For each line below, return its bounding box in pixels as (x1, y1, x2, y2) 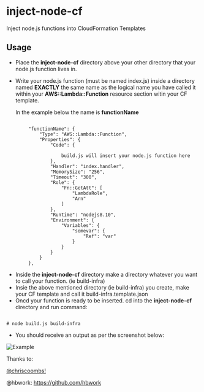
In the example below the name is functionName (15, 109, 139, 116)
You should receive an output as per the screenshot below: (15, 331, 164, 339)
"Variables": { (61, 222, 100, 228)
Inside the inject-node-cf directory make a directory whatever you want (15, 271, 198, 278)
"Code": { (50, 142, 75, 148)
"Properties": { (39, 136, 81, 142)
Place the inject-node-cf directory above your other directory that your (15, 58, 196, 66)
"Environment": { (50, 217, 95, 223)
